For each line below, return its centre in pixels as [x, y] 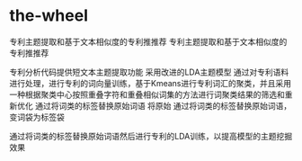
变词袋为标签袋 [37, 117]
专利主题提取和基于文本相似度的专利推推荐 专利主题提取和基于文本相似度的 [148, 41]
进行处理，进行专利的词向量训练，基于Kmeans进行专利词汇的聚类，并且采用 [151, 83]
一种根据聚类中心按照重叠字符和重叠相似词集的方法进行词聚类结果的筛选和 [147, 94]
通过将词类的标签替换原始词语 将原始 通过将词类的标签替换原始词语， [163, 105]
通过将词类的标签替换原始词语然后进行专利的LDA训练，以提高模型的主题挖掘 [151, 136]
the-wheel [49, 16]
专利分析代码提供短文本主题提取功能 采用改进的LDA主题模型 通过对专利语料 [149, 72]
